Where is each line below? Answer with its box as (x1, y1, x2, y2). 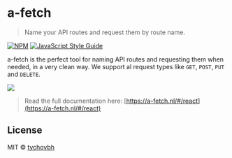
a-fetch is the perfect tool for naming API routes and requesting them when (7, 55, 224, 64)
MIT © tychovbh (7, 143, 55, 151)
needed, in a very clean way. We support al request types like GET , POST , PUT (7, 62, 225, 71)
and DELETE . (7, 70, 41, 78)
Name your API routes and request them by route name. (24, 28, 185, 36)
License (7, 124, 43, 136)
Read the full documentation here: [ (24, 96, 127, 105)
